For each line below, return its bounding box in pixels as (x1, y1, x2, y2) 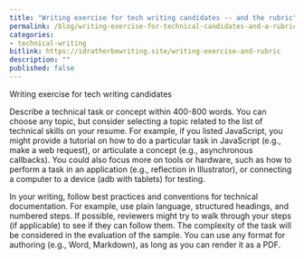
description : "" (9, 55, 71, 64)
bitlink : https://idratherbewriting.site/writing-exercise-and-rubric (9, 47, 281, 56)
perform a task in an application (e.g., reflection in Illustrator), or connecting (9, 164, 292, 175)
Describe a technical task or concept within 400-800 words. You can (9, 106, 267, 117)
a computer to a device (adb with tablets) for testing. (9, 173, 205, 184)
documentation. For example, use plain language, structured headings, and (9, 200, 290, 211)
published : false (9, 64, 75, 73)
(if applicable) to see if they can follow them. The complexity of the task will (9, 219, 292, 231)
